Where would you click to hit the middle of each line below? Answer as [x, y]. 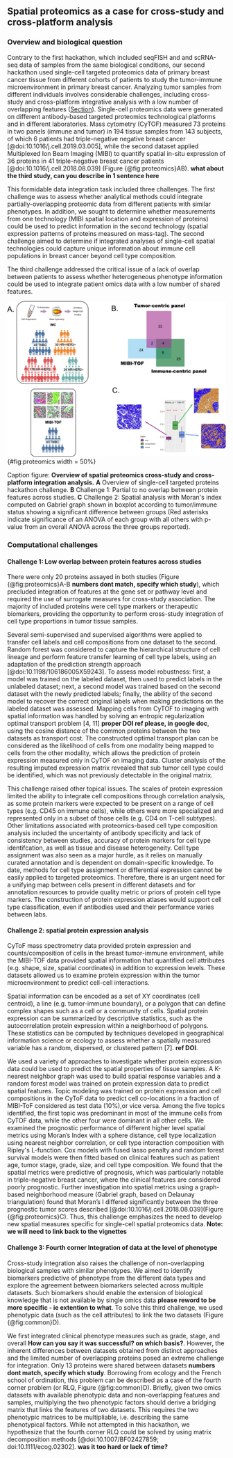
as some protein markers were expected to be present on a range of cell [110, 804]
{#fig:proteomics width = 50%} [52, 461]
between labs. [27, 914]
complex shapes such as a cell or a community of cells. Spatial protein [108, 1011]
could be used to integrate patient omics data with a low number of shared [114, 284]
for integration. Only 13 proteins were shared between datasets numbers [111, 1365]
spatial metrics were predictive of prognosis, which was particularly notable [115, 1173]
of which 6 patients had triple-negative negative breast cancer [96, 138]
